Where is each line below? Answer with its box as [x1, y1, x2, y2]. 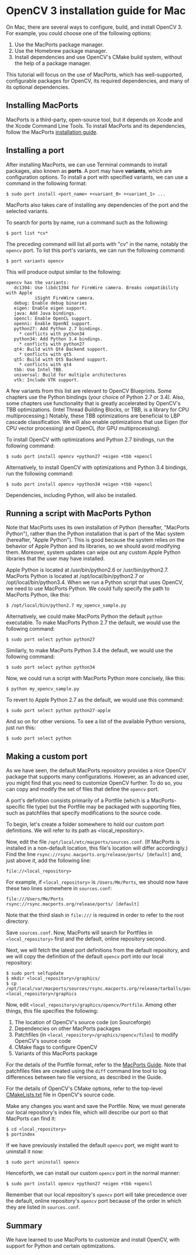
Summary [6, 1220, 43, 1230]
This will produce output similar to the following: [6, 268, 121, 275]
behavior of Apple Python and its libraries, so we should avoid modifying [6, 543, 181, 550]
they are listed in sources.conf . [6, 1203, 80, 1210]
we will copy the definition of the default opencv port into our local [6, 953, 164, 960]
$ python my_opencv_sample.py [6, 686, 80, 692]
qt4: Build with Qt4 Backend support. [13, 346, 108, 352]
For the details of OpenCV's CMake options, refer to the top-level [6, 1085, 163, 1092]
